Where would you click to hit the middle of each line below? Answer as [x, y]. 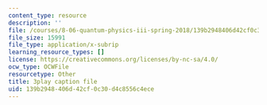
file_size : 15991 [37, 37]
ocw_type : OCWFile [39, 67]
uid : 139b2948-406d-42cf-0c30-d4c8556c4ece [81, 89]
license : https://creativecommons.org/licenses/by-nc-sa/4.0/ [113, 60]
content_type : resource [48, 15]
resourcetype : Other [43, 74]
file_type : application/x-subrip [64, 45]
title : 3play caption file [53, 81]
